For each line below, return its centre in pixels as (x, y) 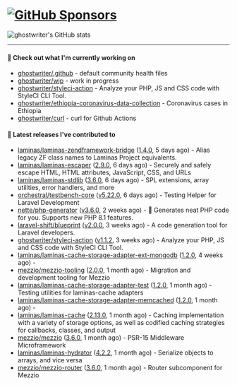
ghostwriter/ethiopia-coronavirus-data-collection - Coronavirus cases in (122, 103)
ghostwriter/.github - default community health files (92, 73)
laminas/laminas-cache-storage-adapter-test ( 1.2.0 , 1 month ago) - (115, 285)
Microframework (42, 345)
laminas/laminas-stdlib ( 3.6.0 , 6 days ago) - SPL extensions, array (113, 180)
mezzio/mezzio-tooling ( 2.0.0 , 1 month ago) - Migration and (104, 270)
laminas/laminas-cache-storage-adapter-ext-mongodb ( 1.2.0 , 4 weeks (120, 255)
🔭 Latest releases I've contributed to (61, 134)
